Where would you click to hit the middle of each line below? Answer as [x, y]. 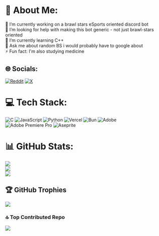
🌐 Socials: [22, 69]
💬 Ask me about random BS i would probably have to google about [74, 45]
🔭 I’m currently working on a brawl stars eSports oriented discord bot [77, 24]
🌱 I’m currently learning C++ [34, 40]
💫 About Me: [32, 10]
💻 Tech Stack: [36, 102]
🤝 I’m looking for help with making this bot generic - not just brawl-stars [80, 29]
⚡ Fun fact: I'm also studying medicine [45, 51]
